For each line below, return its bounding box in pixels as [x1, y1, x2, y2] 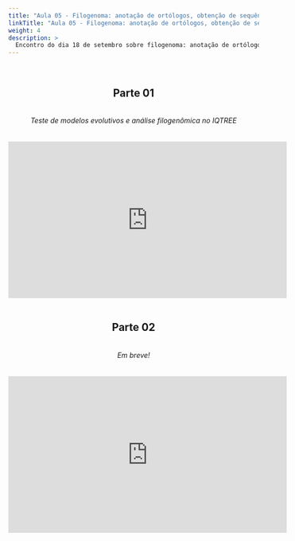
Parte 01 [112, 86, 155, 99]
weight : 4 [8, 26, 41, 34]
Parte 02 [111, 321, 156, 334]
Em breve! [117, 350, 150, 360]
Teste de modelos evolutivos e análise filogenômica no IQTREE [30, 115, 237, 125]
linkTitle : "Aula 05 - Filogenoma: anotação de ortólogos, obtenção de [8, 19, 250, 27]
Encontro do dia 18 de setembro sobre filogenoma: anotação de [15, 41, 229, 49]
